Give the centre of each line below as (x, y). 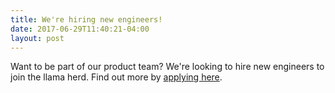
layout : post (37, 38)
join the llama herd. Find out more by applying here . (116, 77)
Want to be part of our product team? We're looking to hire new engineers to (167, 67)
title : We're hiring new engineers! (86, 19)
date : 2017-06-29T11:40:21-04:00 (80, 29)
